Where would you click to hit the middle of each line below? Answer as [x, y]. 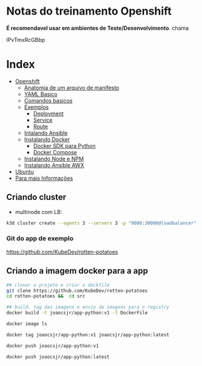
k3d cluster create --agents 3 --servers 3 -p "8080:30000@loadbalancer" [102, 223]
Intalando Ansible [46, 133]
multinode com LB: [39, 212]
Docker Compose [55, 152]
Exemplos [36, 107]
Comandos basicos [48, 100]
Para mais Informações [44, 178]
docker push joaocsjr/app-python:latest [58, 357]
